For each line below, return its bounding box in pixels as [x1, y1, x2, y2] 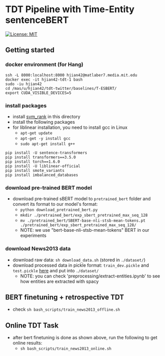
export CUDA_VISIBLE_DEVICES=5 [5, 90, 72, 95]
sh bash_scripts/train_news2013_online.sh [20, 346, 112, 351]
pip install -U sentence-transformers [5, 150, 87, 155]
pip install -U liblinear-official [5, 163, 81, 168]
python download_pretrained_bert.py [20, 207, 98, 212]
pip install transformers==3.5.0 [5, 155, 76, 160]
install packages [5, 102, 47, 109]
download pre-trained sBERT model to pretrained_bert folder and [12, 196, 151, 202]
